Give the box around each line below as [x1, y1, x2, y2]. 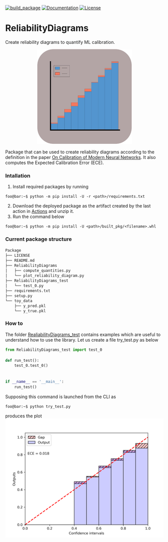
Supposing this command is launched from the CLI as [5, 394, 116, 400]
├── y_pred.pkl [14, 303, 46, 308]
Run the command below [12, 213, 64, 220]
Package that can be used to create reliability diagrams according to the [5, 149, 155, 155]
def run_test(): [5, 358, 39, 363]
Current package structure [5, 236, 72, 243]
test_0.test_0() [14, 363, 49, 368]
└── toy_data [5, 298, 33, 303]
